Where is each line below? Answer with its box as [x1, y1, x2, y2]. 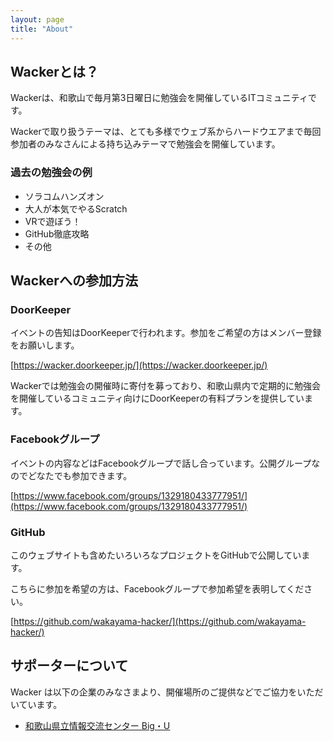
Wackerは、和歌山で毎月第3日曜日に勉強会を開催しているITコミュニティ [10, 92, 308, 104]
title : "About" [10, 24, 74, 34]
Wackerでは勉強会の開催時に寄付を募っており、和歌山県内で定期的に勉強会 [10, 380, 322, 392]
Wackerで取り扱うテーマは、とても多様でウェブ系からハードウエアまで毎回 [10, 126, 322, 138]
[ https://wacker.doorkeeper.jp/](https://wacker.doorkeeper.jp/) [10, 359, 268, 371]
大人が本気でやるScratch [24, 202, 128, 215]
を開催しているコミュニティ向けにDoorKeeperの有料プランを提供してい [10, 392, 305, 405]
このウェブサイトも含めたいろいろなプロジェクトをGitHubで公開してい [10, 549, 302, 561]
